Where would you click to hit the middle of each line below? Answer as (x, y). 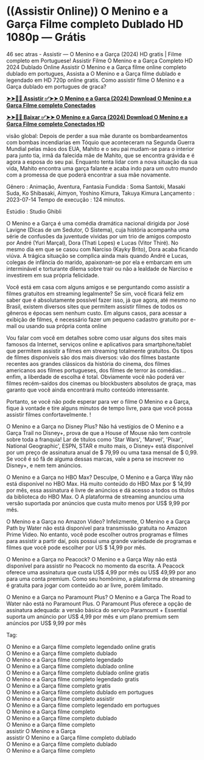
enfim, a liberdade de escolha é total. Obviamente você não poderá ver (95, 376)
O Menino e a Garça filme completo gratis (58, 685)
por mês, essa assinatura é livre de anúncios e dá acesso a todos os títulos (100, 490)
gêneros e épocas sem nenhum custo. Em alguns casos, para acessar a (97, 313)
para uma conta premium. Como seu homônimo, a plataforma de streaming (100, 579)
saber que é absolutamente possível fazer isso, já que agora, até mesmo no (101, 300)
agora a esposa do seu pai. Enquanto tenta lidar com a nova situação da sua (102, 162)
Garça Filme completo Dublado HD (95, 24)
